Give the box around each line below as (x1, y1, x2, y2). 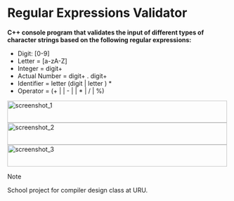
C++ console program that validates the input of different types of (7, 28, 204, 37)
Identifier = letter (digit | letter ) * (17, 79, 112, 87)
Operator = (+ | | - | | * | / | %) (17, 86, 105, 95)
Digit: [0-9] (17, 49, 50, 58)
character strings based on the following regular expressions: (7, 35, 192, 44)
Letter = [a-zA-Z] (17, 56, 68, 65)
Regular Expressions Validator (7, 5, 188, 21)
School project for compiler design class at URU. (7, 186, 148, 194)
